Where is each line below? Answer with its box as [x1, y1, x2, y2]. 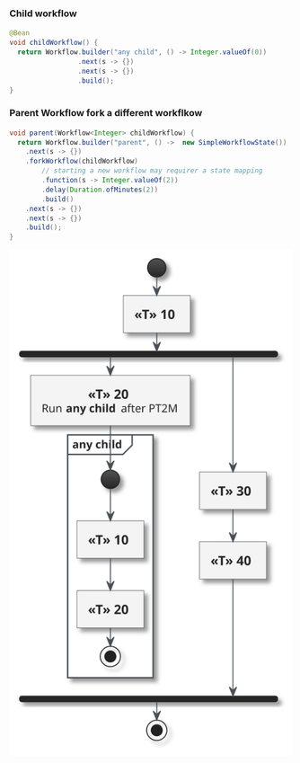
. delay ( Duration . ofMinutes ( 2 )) [41, 185, 159, 194]
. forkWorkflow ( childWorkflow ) [25, 156, 139, 166]
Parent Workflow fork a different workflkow [9, 107, 203, 120]
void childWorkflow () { [9, 39, 99, 48]
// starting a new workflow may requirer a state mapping [41, 166, 263, 175]
